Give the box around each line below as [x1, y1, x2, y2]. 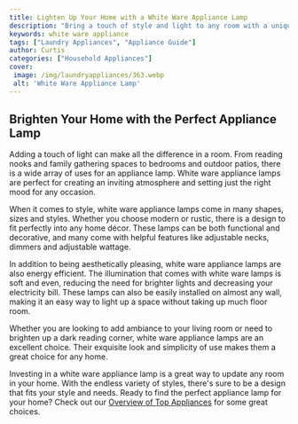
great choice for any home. [9, 351, 108, 362]
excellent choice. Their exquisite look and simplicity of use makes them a [9, 342, 277, 353]
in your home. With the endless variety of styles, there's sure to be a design [9, 378, 286, 389]
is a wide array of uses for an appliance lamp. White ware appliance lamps [9, 168, 281, 178]
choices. [9, 406, 41, 417]
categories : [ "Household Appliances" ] [9, 54, 153, 63]
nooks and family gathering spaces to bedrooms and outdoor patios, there [9, 159, 281, 169]
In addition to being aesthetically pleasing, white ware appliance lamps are [9, 259, 282, 270]
